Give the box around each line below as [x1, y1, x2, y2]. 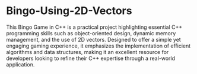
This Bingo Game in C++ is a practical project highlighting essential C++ [6, 23, 183, 31]
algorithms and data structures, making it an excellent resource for [6, 48, 169, 55]
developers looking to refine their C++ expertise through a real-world [6, 55, 176, 62]
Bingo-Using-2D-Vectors [6, 4, 132, 18]
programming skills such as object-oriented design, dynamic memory [6, 29, 176, 36]
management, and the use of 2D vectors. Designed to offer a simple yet [6, 36, 181, 43]
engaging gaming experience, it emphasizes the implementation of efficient [6, 42, 191, 49]
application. [6, 60, 35, 68]
